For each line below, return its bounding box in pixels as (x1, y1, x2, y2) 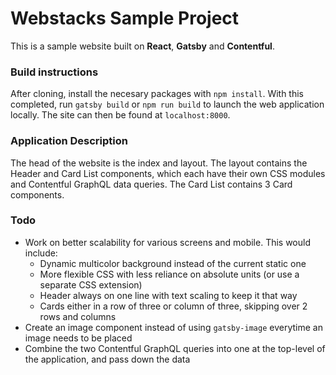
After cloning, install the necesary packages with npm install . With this (10, 88, 305, 100)
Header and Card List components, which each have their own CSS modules (10, 167, 326, 179)
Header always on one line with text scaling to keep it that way (39, 289, 298, 301)
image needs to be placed (24, 332, 133, 344)
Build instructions (10, 65, 99, 79)
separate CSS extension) (39, 278, 143, 291)
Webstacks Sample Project (10, 7, 240, 30)
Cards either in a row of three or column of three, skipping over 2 (39, 300, 308, 312)
